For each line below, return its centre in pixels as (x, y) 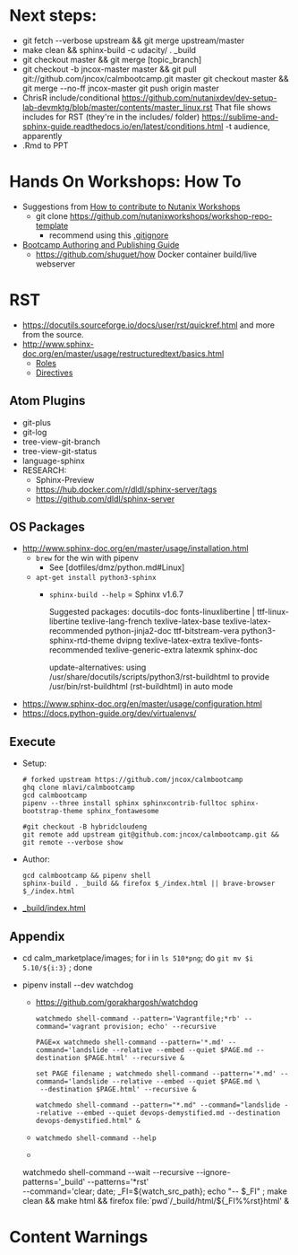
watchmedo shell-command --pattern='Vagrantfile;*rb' (138, 1019)
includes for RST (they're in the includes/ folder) (111, 117)
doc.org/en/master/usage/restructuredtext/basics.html (123, 353)
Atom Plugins (47, 401)
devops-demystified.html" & (88, 1121)
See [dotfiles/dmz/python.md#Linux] (117, 567)
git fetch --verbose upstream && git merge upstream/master (133, 40)
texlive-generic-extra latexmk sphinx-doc (181, 650)
